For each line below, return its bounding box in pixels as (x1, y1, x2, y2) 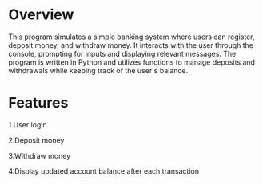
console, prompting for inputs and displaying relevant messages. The (8, 49, 237, 58)
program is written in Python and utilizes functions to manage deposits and (8, 57, 256, 67)
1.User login (8, 119, 47, 129)
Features (8, 94, 69, 112)
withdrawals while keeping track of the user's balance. (8, 65, 189, 75)
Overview (8, 6, 74, 24)
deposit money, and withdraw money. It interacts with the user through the (8, 40, 254, 49)
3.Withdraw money (8, 151, 71, 160)
